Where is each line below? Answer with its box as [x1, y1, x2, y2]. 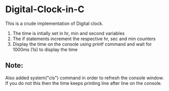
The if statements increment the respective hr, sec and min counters [12, 36, 156, 42]
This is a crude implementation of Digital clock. [5, 20, 104, 26]
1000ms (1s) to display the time [12, 46, 78, 52]
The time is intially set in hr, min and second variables [12, 30, 125, 36]
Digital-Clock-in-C [5, 4, 85, 15]
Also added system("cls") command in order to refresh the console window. [5, 75, 164, 81]
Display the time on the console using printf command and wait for [12, 41, 152, 47]
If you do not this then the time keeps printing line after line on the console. [5, 80, 162, 86]
